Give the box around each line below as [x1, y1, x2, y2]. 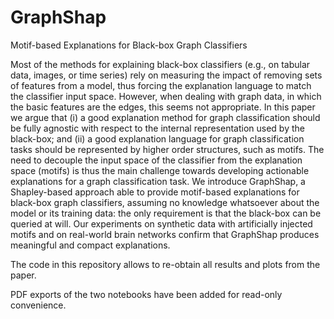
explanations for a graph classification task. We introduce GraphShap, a [10, 175, 306, 187]
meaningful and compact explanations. [10, 239, 171, 251]
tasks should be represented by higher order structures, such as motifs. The [10, 143, 325, 155]
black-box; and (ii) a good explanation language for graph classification [10, 132, 305, 145]
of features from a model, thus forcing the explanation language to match [10, 79, 312, 91]
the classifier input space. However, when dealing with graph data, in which [10, 90, 322, 102]
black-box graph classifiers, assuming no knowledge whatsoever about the [10, 196, 320, 208]
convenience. [10, 299, 67, 311]
